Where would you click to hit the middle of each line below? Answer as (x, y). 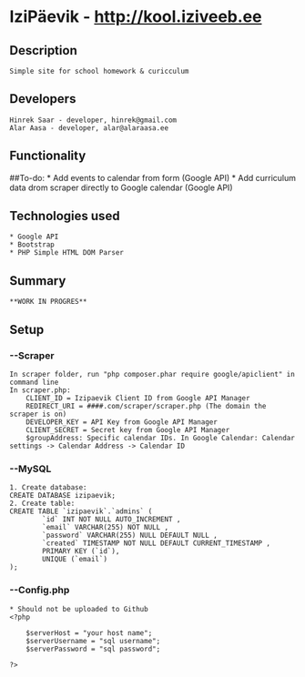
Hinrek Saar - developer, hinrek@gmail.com (93, 120)
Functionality (48, 156)
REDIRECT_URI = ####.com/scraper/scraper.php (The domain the (146, 406)
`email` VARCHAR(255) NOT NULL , (106, 528)
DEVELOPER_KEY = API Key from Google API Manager (122, 422)
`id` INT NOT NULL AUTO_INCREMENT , (112, 520)
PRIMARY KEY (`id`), (81, 551)
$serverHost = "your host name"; (89, 633)
